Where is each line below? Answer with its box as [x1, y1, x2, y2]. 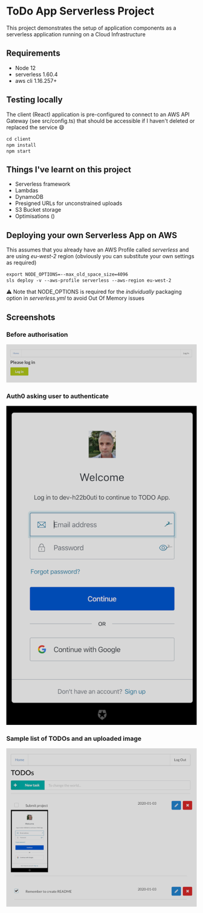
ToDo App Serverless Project [6, 4, 155, 18]
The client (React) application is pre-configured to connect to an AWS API [6, 111, 190, 118]
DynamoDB [14, 193, 43, 201]
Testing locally [6, 95, 63, 105]
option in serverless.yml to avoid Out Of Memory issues [6, 294, 145, 302]
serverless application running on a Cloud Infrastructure [6, 30, 146, 37]
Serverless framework [14, 180, 71, 188]
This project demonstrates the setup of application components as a [6, 24, 176, 31]
